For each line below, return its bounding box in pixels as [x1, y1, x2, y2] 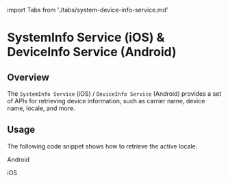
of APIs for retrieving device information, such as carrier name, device [7, 97, 205, 105]
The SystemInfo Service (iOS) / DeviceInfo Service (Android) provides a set [7, 90, 222, 98]
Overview [7, 71, 50, 83]
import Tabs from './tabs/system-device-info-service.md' [7, 6, 168, 14]
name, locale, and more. [7, 104, 75, 112]
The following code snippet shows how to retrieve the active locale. [7, 142, 198, 150]
